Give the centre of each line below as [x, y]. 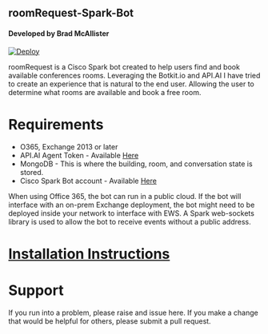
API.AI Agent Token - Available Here [79, 155]
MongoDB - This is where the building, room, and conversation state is [136, 164]
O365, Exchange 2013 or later [69, 146]
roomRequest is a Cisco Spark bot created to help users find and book [124, 66]
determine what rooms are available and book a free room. [105, 92]
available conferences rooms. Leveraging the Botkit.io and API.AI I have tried [134, 75]
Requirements [56, 124]
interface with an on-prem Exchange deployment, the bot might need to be [132, 205]
